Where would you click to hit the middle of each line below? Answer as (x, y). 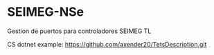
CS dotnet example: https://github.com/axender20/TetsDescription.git (107, 44)
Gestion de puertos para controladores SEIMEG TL (79, 31)
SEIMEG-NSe (46, 12)
